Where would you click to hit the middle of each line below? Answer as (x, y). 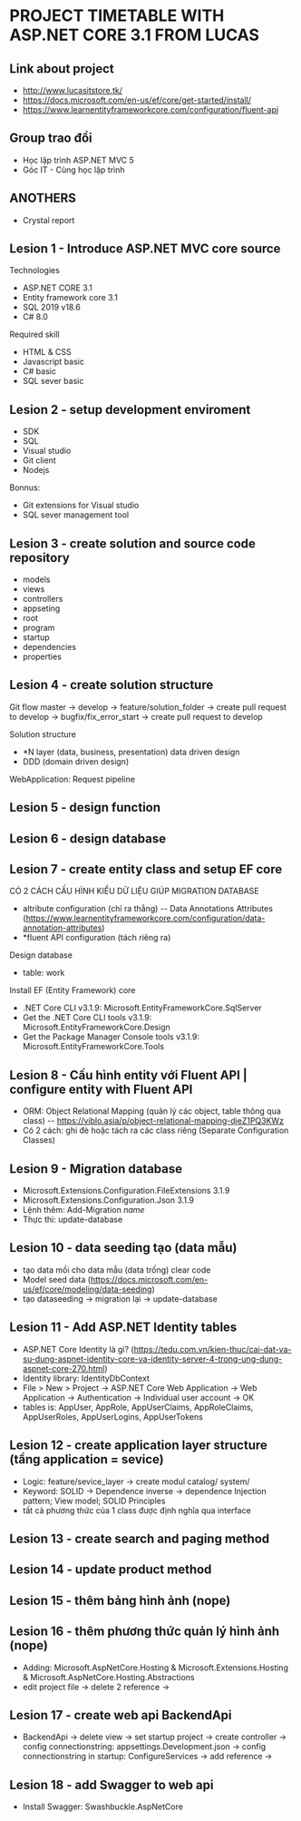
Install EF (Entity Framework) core (73, 990)
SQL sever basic (53, 381)
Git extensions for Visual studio (81, 506)
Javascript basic (53, 362)
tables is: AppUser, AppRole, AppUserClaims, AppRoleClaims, (138, 1407)
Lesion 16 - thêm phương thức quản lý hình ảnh (145, 1632)
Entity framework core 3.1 (70, 298)
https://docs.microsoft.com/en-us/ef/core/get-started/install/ (137, 100)
